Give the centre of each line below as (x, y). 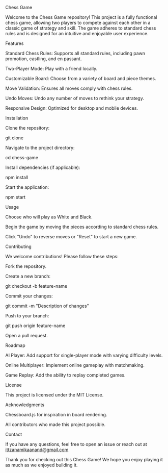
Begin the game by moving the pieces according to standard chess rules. (82, 227)
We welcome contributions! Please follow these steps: (62, 256)
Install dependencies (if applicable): (43, 167)
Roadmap (15, 345)
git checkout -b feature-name (36, 286)
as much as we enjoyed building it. (41, 465)
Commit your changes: (29, 296)
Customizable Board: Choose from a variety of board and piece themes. (81, 78)
